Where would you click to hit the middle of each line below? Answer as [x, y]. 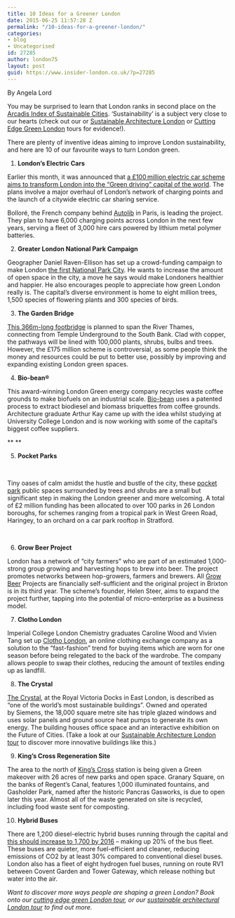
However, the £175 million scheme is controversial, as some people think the [117, 349]
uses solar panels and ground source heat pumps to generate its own [108, 719]
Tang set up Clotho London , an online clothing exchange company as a [110, 640]
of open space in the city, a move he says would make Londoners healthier [116, 277]
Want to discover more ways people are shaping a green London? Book [111, 892]
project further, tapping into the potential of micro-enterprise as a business [115, 598]
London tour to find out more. [50, 907]
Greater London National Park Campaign [78, 248]
